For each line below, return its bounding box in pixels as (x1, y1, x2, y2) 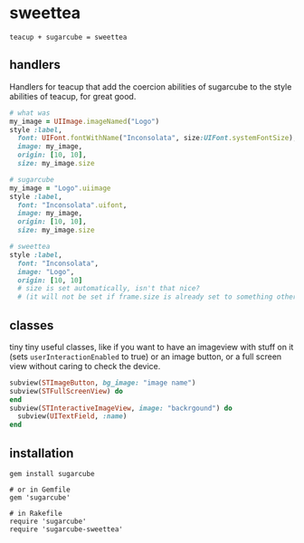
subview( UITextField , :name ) (17, 412, 128, 421)
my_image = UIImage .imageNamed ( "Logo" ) (9, 117, 160, 126)
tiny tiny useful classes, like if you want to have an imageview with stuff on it (9, 341, 294, 352)
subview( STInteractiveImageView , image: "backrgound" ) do (9, 404, 233, 413)
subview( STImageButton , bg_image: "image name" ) (9, 378, 196, 387)
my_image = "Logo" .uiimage (9, 184, 111, 193)
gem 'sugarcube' (9, 493, 71, 502)
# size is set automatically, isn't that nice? (17, 284, 201, 293)
